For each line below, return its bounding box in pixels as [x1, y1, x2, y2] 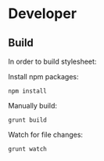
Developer [8, 5, 77, 23]
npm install [8, 87, 47, 95]
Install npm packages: [8, 72, 79, 81]
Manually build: [8, 101, 57, 110]
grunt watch [8, 145, 47, 153]
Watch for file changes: [8, 130, 84, 139]
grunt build [8, 116, 47, 124]
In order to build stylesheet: [8, 57, 97, 66]
